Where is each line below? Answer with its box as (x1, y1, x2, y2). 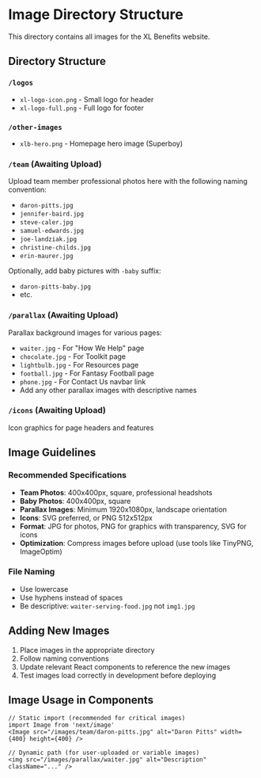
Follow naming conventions (19, 654, 109, 663)
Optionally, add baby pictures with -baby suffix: (8, 266, 161, 276)
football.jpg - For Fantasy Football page (19, 368, 154, 378)
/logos (8, 78, 34, 88)
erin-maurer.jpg (19, 252, 74, 261)
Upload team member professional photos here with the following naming (8, 177, 248, 186)
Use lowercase (19, 584, 69, 593)
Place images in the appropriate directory (19, 645, 155, 654)
